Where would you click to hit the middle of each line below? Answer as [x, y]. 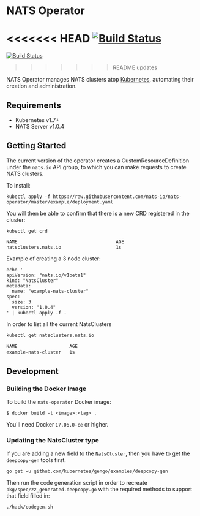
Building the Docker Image [46, 389]
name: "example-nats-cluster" [50, 291]
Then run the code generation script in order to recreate [77, 483]
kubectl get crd [27, 231]
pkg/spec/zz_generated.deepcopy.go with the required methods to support [99, 489]
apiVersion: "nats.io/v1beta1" [46, 275]
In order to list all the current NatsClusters [59, 324]
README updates [135, 67]
